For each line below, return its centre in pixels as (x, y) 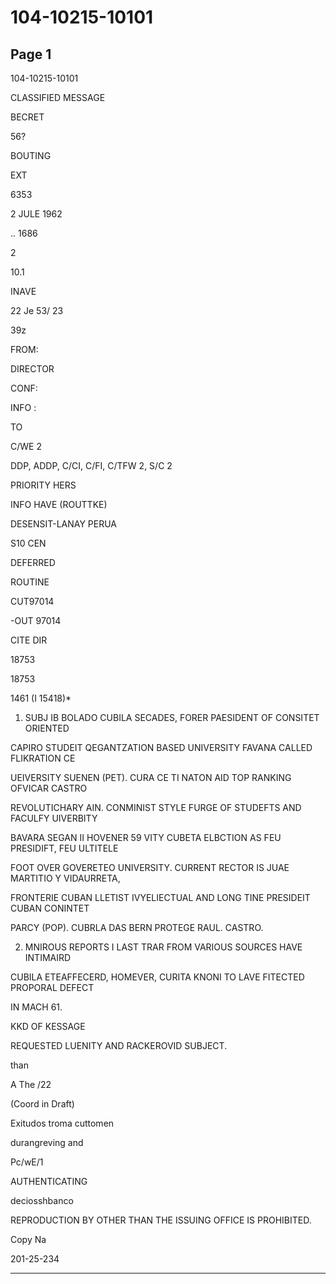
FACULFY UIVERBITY (54, 818)
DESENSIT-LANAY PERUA (64, 524)
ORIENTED (47, 728)
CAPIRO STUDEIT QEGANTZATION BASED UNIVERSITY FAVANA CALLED (161, 747)
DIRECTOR (32, 369)
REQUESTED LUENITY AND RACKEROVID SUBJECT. (119, 1045)
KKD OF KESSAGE (48, 1026)
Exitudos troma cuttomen (62, 1123)
